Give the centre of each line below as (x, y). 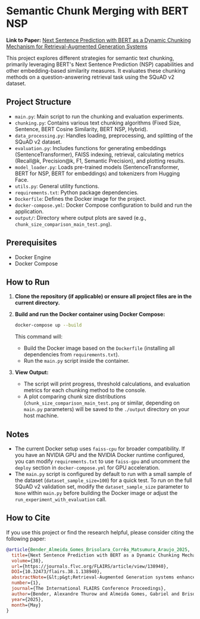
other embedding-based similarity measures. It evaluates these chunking (96, 70)
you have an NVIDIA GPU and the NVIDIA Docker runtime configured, (100, 455)
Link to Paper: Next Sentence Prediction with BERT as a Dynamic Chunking (99, 40)
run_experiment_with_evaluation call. (61, 499)
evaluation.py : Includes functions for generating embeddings (90, 148)
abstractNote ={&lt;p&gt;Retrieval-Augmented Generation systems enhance (104, 577)
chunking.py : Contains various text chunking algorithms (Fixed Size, (98, 123)
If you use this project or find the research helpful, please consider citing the (100, 532)
